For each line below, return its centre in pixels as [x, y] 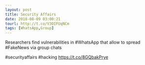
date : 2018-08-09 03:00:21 [33, 19]
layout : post [18, 10]
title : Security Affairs [31, 14]
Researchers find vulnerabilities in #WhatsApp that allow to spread [73, 42]
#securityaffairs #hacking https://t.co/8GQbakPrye [57, 57]
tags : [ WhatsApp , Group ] [30, 28]
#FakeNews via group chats [34, 48]
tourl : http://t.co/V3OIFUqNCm [37, 24]
